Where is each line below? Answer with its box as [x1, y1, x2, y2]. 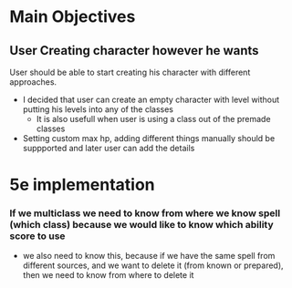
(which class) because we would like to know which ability [9, 219, 274, 231]
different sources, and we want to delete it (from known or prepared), [22, 260, 285, 271]
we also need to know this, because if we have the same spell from [22, 251, 276, 262]
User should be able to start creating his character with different [9, 67, 251, 77]
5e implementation [9, 175, 155, 195]
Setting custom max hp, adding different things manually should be [22, 133, 276, 143]
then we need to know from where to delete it [22, 270, 194, 281]
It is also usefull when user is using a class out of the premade [36, 114, 271, 124]
